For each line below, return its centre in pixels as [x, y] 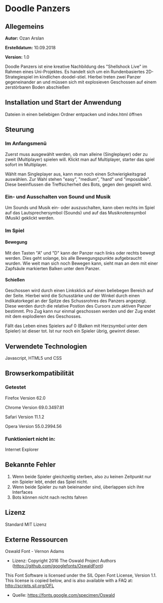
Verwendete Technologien [46, 346]
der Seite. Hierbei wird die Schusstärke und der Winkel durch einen [72, 296]
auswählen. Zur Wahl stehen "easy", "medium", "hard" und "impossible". [78, 179]
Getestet [16, 387]
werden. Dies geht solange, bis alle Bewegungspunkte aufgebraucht [73, 258]
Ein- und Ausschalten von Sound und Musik [58, 197]
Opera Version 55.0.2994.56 [33, 426]
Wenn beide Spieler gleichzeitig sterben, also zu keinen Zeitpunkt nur [82, 476]
